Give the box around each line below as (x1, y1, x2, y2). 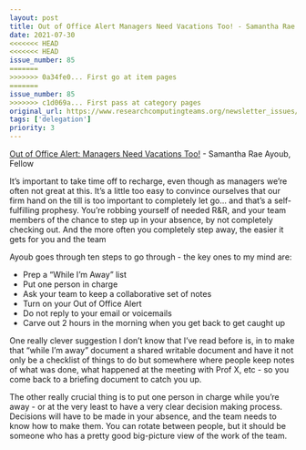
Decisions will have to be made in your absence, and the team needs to (9, 411, 278, 422)
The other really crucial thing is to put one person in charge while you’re (9, 392, 280, 402)
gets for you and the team (9, 234, 107, 244)
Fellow (9, 159, 35, 169)
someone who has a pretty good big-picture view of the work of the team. (9, 430, 288, 441)
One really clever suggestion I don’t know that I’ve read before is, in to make (9, 335, 295, 346)
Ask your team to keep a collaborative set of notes (22, 289, 212, 299)
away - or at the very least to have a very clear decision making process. (9, 402, 283, 412)
